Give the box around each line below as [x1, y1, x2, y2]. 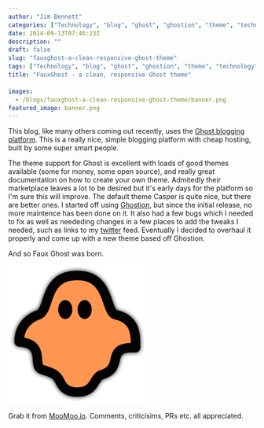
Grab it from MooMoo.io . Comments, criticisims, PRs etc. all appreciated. [8, 411, 244, 421]
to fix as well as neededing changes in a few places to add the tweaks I [8, 217, 239, 227]
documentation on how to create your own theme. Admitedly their [8, 175, 222, 185]
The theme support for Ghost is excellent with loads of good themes [8, 158, 229, 168]
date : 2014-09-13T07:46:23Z [8, 29, 101, 37]
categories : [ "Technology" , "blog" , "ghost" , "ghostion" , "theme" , [8, 20, 234, 29]
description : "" [8, 38, 61, 46]
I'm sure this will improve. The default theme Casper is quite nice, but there [8, 192, 251, 201]
